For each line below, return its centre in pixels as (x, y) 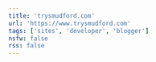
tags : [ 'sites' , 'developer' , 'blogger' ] (79, 31)
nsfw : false (28, 38)
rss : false (27, 46)
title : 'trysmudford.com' (51, 16)
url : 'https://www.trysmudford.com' (70, 23)
